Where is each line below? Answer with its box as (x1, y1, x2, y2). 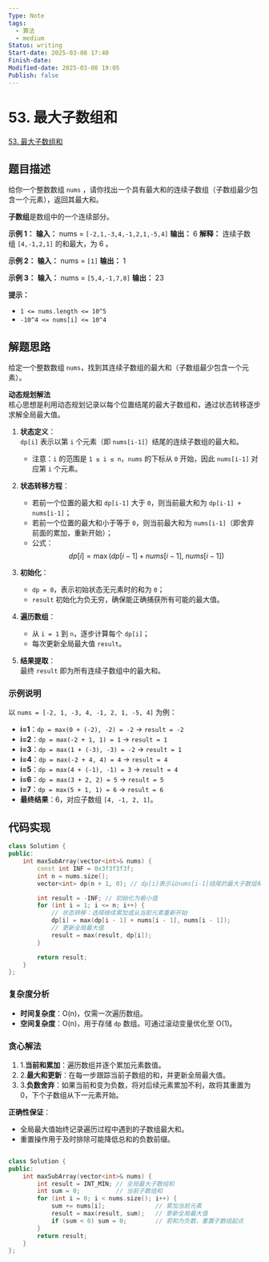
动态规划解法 (8, 390, 50, 399)
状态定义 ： (19, 427, 56, 437)
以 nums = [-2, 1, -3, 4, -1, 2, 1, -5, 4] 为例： (8, 707, 177, 718)
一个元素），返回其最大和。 (14, 195, 103, 204)
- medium (15, 34, 45, 42)
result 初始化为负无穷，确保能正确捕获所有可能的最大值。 (31, 595, 224, 605)
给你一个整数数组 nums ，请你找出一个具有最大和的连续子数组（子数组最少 (8, 185, 251, 195)
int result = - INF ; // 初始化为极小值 (37, 894, 159, 902)
